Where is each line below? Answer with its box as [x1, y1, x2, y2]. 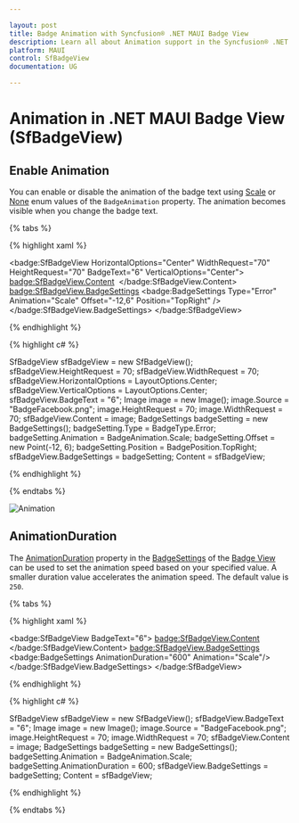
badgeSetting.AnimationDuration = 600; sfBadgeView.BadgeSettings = [9, 760, 269, 771]
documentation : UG [9, 62, 77, 71]
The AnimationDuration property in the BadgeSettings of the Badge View [9, 552, 276, 563]
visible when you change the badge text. [9, 206, 158, 216]
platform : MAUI [9, 45, 66, 54]
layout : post [9, 21, 58, 29]
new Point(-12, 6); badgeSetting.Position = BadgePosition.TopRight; [9, 442, 257, 452]
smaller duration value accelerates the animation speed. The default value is [9, 572, 289, 582]
